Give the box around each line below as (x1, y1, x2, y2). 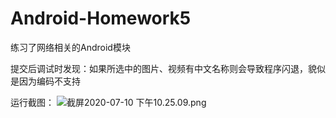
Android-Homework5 (10, 7, 192, 30)
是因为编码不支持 (10, 75, 81, 87)
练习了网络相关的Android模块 (10, 41, 131, 53)
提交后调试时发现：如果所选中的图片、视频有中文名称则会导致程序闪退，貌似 (10, 62, 326, 74)
